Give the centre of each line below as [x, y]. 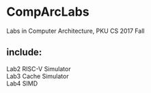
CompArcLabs [48, 12]
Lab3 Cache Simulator [38, 76]
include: [24, 52]
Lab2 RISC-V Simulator [39, 68]
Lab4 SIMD [22, 83]
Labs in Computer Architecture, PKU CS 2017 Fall [75, 31]
